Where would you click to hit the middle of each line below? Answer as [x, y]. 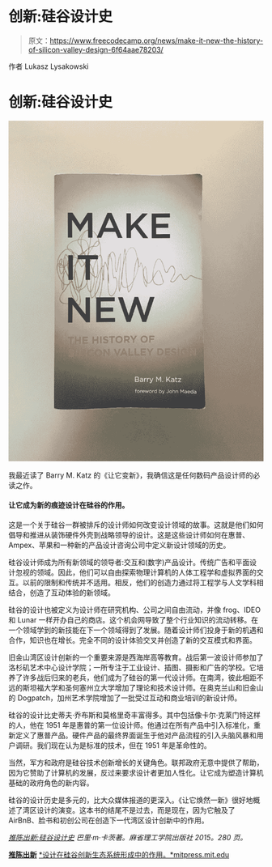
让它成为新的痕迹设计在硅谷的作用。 [69, 505]
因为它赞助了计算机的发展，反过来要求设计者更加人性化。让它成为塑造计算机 [136, 772]
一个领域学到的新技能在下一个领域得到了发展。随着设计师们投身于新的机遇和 [136, 630]
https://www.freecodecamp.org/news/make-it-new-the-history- [157, 40]
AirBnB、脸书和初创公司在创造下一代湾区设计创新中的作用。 [108, 820]
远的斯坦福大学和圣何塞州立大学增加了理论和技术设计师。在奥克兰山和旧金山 [136, 687]
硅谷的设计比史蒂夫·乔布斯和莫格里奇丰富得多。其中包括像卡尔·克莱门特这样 [135, 715]
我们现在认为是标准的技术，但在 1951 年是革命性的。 [124, 745]
